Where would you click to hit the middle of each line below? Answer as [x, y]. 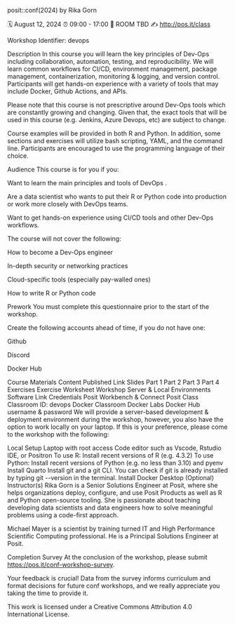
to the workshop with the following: [58, 434]
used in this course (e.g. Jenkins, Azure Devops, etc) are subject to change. [117, 120]
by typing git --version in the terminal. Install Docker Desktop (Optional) [111, 478]
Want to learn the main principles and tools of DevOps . [87, 183]
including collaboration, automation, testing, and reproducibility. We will [110, 61]
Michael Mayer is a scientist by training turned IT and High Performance [111, 529]
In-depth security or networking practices [68, 266]
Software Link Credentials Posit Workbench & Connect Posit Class [103, 397]
